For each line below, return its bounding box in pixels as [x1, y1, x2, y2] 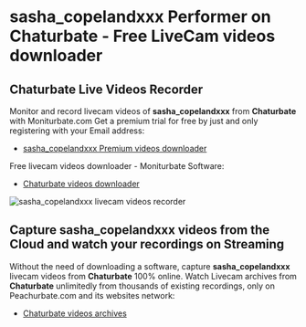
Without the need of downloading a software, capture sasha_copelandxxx [9, 260, 290, 271]
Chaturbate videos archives [22, 308, 128, 319]
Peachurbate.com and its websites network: [9, 290, 175, 301]
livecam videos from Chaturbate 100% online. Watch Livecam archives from [9, 270, 297, 281]
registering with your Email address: [9, 125, 145, 136]
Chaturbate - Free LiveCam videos [9, 26, 276, 47]
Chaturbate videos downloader [22, 178, 140, 189]
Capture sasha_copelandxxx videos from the [9, 222, 270, 238]
